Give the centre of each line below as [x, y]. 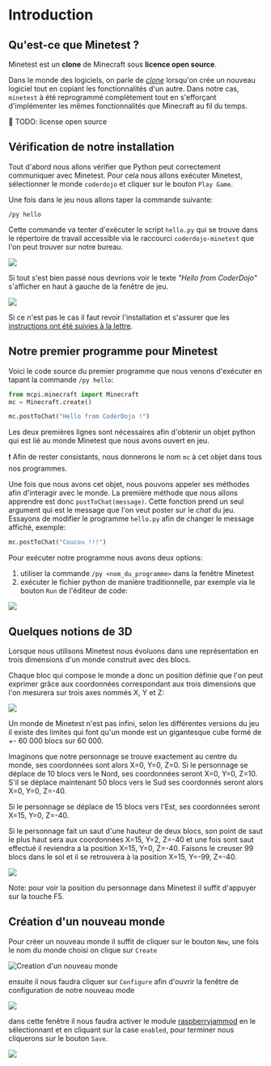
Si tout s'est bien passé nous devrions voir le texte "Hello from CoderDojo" [133, 277]
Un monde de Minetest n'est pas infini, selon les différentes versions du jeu [134, 723]
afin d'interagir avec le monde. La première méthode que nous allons [123, 493]
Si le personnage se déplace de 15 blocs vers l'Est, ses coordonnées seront [134, 806]
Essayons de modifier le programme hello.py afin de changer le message [131, 519]
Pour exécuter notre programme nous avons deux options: [106, 558]
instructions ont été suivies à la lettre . [71, 325]
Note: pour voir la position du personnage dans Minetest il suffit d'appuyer [132, 888]
